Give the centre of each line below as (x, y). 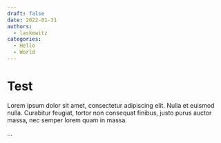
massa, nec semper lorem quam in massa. (67, 120)
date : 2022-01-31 (32, 20)
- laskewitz (31, 33)
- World (25, 53)
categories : (24, 39)
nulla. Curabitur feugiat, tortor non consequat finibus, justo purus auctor (109, 113)
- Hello (25, 46)
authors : (20, 26)
